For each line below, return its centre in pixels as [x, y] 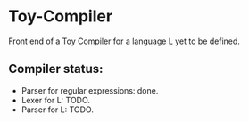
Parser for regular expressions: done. [90, 90]
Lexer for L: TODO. [56, 100]
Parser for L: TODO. [58, 110]
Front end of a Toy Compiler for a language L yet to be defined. [124, 41]
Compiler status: [56, 69]
